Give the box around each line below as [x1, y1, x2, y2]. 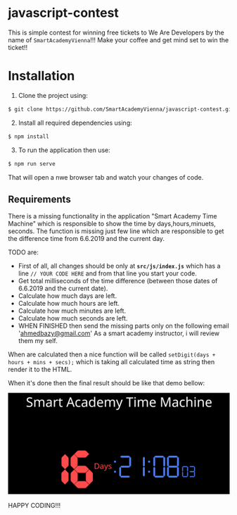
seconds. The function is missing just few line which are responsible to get [8, 227, 224, 235]
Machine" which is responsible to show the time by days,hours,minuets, [8, 220, 217, 228]
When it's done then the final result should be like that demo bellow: [8, 379, 205, 387]
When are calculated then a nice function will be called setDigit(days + [8, 350, 216, 359]
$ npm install [8, 132, 50, 140]
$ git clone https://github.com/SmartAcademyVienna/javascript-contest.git [8, 106, 235, 113]
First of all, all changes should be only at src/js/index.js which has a [18, 262, 221, 271]
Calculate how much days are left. [18, 292, 117, 300]
